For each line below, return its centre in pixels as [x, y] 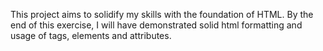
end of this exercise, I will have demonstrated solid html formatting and [156, 25]
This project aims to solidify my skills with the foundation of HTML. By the [162, 14]
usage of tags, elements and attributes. [91, 35]
